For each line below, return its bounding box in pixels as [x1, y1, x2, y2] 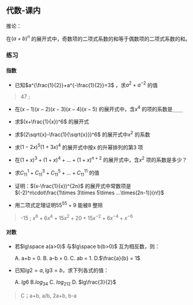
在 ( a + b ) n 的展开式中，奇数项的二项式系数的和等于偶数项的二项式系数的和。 [6, 34, 191, 42]
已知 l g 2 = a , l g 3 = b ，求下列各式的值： [14, 267, 109, 274]
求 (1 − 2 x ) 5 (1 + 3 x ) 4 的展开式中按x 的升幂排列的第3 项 [14, 142, 144, 151]
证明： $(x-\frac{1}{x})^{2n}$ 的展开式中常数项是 [14, 183, 131, 190]
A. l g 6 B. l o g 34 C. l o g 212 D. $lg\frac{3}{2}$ [14, 279, 116, 287]
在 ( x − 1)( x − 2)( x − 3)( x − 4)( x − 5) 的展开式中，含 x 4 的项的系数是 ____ [14, 105, 184, 112]
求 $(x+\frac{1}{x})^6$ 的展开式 [14, 118, 89, 125]
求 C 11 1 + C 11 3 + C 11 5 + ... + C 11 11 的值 [14, 168, 100, 178]
